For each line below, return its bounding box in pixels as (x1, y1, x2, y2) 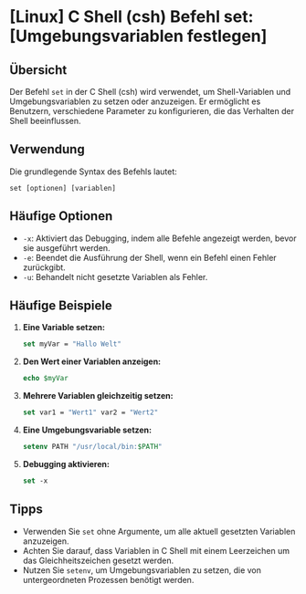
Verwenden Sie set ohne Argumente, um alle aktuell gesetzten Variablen (22, 526, 296, 537)
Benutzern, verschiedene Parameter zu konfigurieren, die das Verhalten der (9, 106, 295, 116)
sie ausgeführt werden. (22, 242, 111, 253)
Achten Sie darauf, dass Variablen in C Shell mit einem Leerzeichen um (22, 545, 290, 556)
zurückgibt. (22, 262, 66, 273)
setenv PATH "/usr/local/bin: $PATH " (22, 443, 163, 452)
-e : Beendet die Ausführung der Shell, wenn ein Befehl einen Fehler (22, 252, 277, 263)
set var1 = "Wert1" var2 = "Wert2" (22, 408, 159, 417)
